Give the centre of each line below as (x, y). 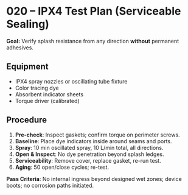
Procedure (27, 120)
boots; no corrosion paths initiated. (50, 185)
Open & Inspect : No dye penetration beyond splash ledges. (89, 154)
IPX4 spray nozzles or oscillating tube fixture (71, 81)
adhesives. (20, 48)
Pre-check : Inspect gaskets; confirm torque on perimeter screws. (98, 135)
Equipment (27, 67)
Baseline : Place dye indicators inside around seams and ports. (93, 141)
